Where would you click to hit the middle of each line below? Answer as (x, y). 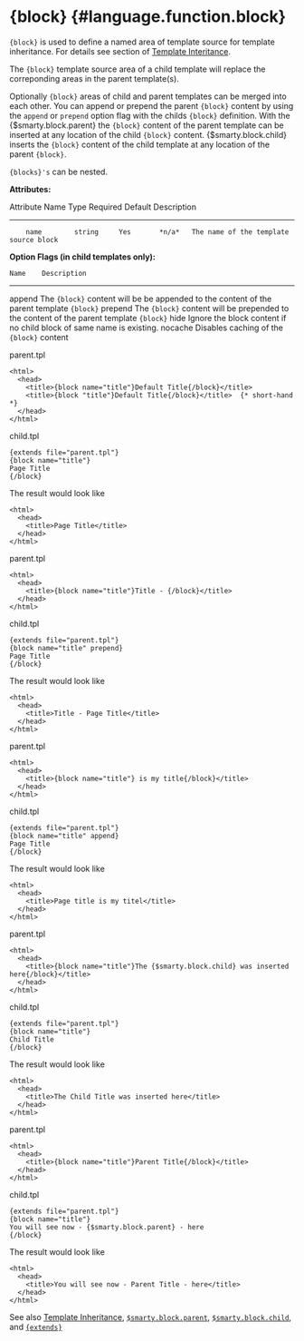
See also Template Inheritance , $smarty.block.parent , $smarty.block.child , (151, 1317)
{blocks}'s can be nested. (59, 171)
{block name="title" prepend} (66, 648)
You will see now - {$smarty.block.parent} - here (107, 1227)
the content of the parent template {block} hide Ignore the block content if (148, 318)
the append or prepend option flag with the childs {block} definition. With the (150, 115)
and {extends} (36, 1326)
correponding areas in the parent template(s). (94, 78)
